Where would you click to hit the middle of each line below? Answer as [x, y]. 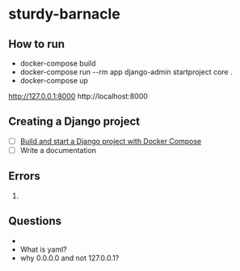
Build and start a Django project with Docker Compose [111, 141]
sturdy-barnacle [65, 14]
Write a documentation [58, 150]
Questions [35, 221]
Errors [24, 176]
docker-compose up [54, 80]
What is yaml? [43, 249]
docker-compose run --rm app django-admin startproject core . [126, 72]
